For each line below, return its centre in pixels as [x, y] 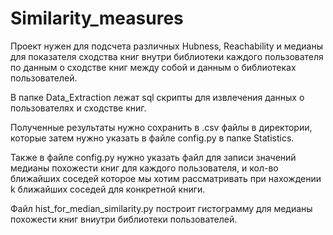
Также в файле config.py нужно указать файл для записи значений [153, 157]
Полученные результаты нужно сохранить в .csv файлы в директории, [161, 127]
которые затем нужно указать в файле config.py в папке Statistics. [152, 138]
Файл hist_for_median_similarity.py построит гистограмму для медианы [161, 208]
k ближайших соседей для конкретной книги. [108, 189]
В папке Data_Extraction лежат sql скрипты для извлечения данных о [157, 97]
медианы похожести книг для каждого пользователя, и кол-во [144, 168]
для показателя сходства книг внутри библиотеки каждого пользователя [167, 56]
